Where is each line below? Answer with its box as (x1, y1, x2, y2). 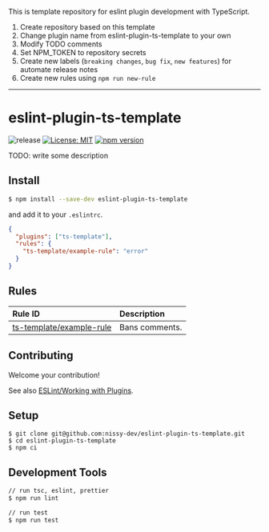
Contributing (8, 349, 74, 362)
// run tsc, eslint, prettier (8, 487, 110, 495)
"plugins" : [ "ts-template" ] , (15, 232, 113, 241)
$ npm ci (8, 444, 38, 452)
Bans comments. (118, 322, 183, 333)
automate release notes (19, 65, 98, 74)
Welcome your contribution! (8, 370, 100, 379)
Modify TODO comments (19, 39, 102, 49)
